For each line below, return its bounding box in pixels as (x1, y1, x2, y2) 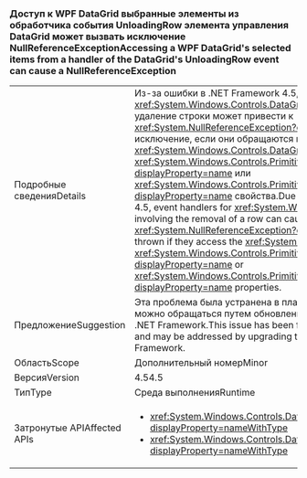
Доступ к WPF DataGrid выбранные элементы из (9, 7, 239, 20)
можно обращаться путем (133, 307, 252, 320)
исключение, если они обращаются (133, 133, 294, 145)
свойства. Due (234, 190, 297, 203)
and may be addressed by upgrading (133, 330, 292, 343)
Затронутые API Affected (14, 421, 122, 434)
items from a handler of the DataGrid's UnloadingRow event (9, 53, 280, 66)
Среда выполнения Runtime (133, 387, 256, 399)
